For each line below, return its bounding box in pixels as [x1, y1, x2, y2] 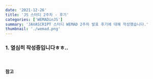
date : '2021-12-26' [5, 7, 47, 13]
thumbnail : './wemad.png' [5, 27, 60, 32]
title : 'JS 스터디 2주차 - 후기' [5, 12, 69, 17]
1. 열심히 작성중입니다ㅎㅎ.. [5, 44, 69, 51]
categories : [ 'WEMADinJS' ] [5, 17, 63, 22]
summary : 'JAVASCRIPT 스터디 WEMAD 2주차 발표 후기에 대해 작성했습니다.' [5, 21, 149, 27]
